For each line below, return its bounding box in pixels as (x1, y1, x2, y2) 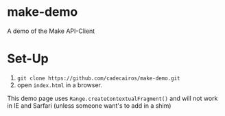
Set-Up (7, 51, 49, 67)
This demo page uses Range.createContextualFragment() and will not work (7, 94, 218, 102)
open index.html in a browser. (16, 80, 103, 89)
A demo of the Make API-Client (7, 27, 95, 35)
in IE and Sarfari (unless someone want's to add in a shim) (7, 101, 171, 110)
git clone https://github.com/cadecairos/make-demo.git (16, 75, 180, 82)
